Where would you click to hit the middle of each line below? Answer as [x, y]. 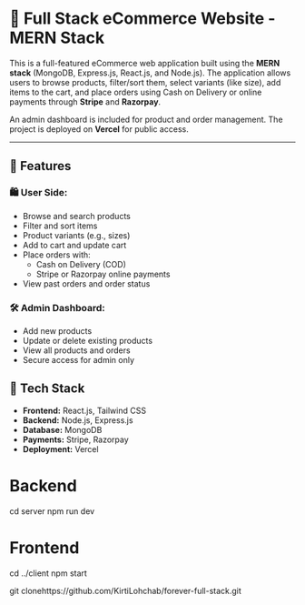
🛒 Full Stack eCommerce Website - [143, 19]
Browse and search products [77, 216]
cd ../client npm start [49, 573]
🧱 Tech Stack [47, 389]
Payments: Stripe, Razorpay [75, 439]
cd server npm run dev [52, 511]
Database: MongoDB [62, 429]
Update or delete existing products [87, 340]
